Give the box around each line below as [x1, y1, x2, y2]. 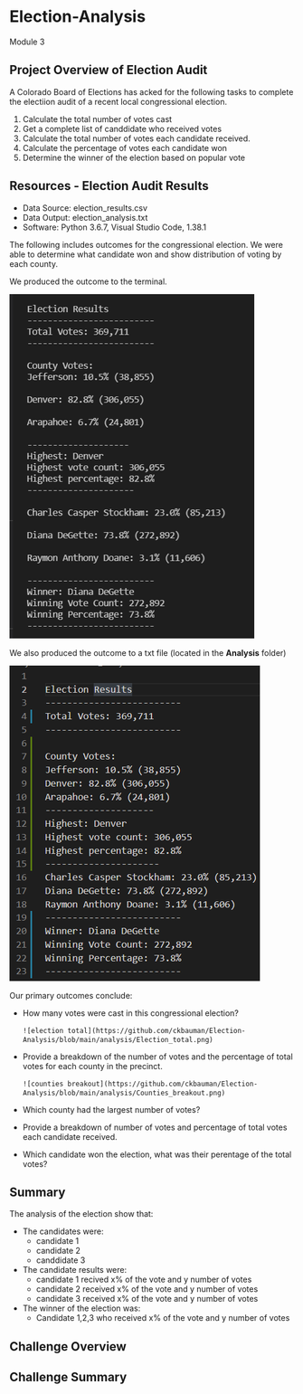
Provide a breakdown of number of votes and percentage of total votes [22, 1122, 288, 1133]
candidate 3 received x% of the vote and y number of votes [35, 1294, 259, 1304]
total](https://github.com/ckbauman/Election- [67, 1026, 246, 1035]
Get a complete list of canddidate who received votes [22, 123, 223, 134]
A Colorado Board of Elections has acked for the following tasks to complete [9, 86, 294, 97]
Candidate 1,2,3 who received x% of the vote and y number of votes [35, 1313, 290, 1323]
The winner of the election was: [22, 1303, 141, 1313]
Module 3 [9, 36, 45, 47]
